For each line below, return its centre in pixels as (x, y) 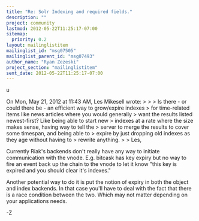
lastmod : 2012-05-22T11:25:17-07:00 (52, 28)
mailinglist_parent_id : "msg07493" (51, 56)
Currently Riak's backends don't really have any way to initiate (83, 152)
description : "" (26, 17)
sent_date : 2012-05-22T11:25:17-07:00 (55, 73)
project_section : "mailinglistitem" (52, 67)
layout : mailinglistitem (37, 46)
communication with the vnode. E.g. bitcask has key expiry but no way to (97, 158)
